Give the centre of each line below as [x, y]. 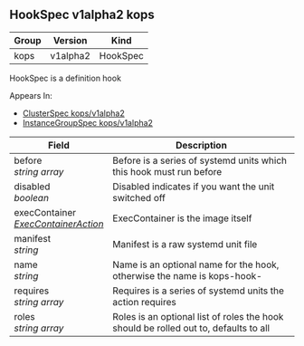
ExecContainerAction [59, 224]
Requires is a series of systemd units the [199, 291]
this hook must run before [167, 171]
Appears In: [31, 95]
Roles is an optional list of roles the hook [198, 316]
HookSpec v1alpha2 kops [82, 15]
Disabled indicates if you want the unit [194, 187]
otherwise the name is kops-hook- [187, 275]
